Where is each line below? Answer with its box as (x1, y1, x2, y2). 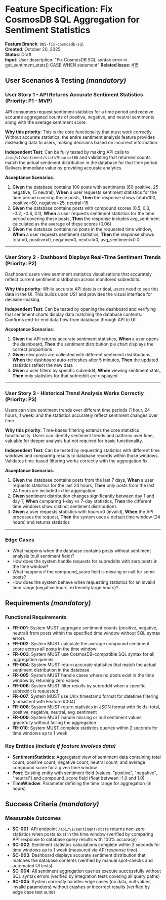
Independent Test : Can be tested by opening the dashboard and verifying (5, 306, 156, 312)
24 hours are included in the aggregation (12, 488, 96, 494)
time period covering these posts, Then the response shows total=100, (12, 194, 157, 200)
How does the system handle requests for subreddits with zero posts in (12, 558, 158, 564)
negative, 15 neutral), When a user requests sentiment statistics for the (12, 189, 157, 195)
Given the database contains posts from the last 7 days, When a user (12, 477, 154, 483)
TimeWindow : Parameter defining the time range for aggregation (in (12, 780, 152, 786)
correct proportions (12, 346, 52, 352)
